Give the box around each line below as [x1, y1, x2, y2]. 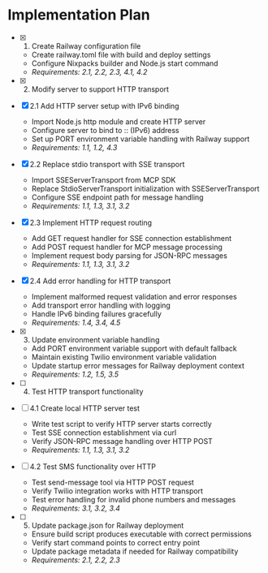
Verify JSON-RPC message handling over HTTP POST [31, 436, 213, 446]
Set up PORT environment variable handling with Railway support [31, 134, 250, 144]
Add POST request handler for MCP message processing [31, 242, 223, 252]
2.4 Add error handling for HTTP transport [29, 276, 171, 286]
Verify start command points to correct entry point [31, 537, 201, 547]
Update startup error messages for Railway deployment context [31, 360, 244, 370]
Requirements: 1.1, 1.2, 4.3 [31, 142, 118, 152]
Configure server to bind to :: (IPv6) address [31, 125, 179, 135]
